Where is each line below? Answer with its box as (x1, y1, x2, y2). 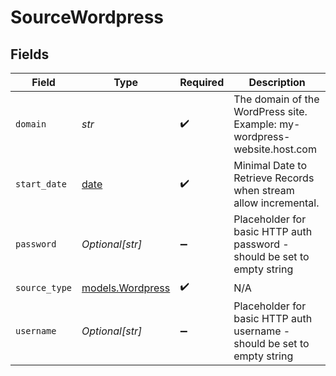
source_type (15, 282, 73, 293)
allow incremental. (233, 196, 320, 210)
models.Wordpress (81, 281, 171, 295)
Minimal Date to (233, 159, 307, 172)
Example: (233, 117, 277, 131)
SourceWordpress (10, 6, 165, 29)
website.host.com (233, 142, 317, 156)
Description (248, 76, 306, 89)
